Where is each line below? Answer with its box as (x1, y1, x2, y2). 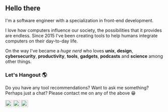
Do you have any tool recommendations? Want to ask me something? (5, 85, 149, 91)
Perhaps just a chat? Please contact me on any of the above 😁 (5, 90, 136, 96)
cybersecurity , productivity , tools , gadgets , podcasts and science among (5, 53, 163, 59)
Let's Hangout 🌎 (5, 71, 47, 78)
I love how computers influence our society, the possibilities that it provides (5, 27, 162, 33)
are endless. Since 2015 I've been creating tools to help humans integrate (5, 32, 158, 38)
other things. (5, 58, 32, 65)
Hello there (5, 4, 41, 13)
